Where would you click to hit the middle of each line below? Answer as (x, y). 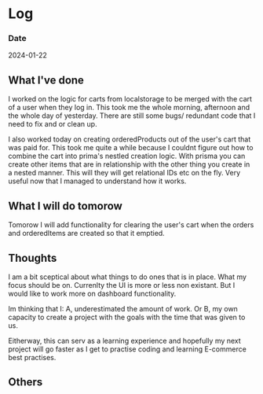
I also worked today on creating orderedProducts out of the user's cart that (130, 139)
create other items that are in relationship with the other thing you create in (129, 164)
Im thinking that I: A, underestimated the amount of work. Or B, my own (123, 308)
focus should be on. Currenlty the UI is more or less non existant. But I (122, 285)
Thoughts (33, 258)
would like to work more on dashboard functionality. (92, 293)
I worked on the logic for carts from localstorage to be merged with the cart (130, 99)
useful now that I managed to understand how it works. (97, 181)
